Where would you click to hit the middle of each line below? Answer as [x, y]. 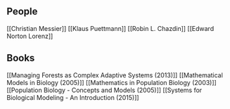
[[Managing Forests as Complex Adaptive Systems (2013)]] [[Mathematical [115, 75]
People [22, 12]
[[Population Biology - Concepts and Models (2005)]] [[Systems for [104, 90]
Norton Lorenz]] [30, 36]
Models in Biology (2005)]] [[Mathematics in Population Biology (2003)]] [112, 82]
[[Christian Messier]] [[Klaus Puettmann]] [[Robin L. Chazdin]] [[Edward [110, 28]
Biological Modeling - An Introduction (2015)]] [73, 97]
